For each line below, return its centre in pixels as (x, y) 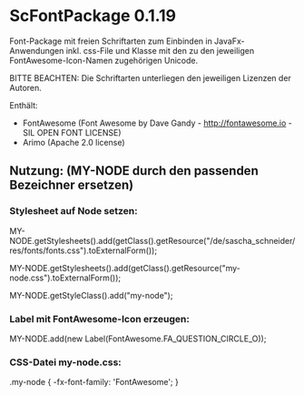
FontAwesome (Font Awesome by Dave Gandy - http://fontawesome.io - (157, 123)
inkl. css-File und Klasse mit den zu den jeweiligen (160, 50)
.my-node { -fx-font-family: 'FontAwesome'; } (94, 382)
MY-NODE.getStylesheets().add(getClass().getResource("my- (125, 268)
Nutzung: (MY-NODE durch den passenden (134, 171)
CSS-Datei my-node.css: (66, 362)
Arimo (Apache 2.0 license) (74, 142)
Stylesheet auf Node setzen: (74, 211)
